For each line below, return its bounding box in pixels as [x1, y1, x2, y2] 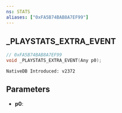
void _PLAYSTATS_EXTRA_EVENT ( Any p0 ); [6, 58, 102, 64]
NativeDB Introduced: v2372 [6, 68, 76, 74]
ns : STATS [6, 8, 31, 15]
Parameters [6, 84, 50, 95]
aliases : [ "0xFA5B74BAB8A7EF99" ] [6, 14, 89, 20]
